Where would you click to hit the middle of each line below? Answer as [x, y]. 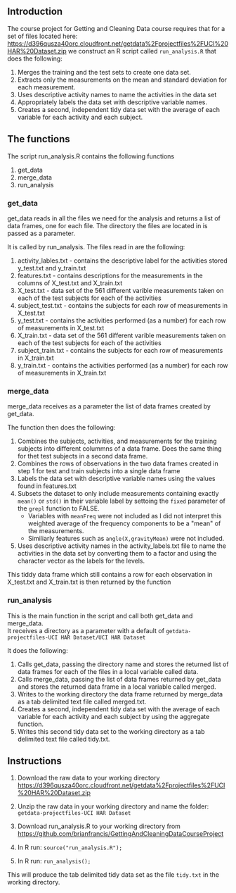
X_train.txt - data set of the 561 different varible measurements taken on [122, 335]
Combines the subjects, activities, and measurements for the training [117, 441]
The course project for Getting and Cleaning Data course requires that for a [116, 28]
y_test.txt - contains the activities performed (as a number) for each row [122, 320]
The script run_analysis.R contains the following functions [91, 156]
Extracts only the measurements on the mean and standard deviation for [122, 80]
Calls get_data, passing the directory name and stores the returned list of [123, 664]
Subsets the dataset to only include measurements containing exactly [118, 494]
